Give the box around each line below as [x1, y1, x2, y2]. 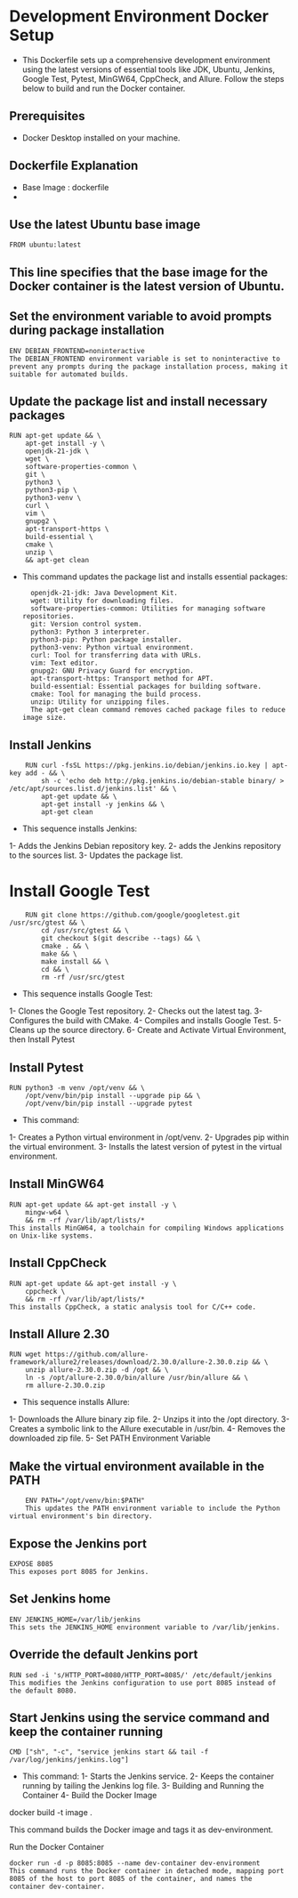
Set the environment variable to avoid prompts [9, 309, 272, 324]
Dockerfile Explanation [9, 158, 139, 174]
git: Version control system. [30, 620, 142, 629]
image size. [21, 714, 67, 723]
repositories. [21, 612, 75, 621]
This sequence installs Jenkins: [21, 823, 138, 834]
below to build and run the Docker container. [21, 83, 186, 93]
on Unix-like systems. [9, 1231, 93, 1240]
